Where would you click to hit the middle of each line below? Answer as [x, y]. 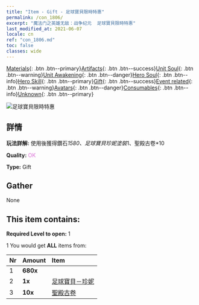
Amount [34, 260]
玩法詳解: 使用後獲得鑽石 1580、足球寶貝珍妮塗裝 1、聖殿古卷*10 [85, 143]
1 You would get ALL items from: [46, 246]
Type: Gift [19, 167]
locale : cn [20, 34]
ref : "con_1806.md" [31, 40]
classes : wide [24, 51]
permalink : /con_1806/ [35, 18]
